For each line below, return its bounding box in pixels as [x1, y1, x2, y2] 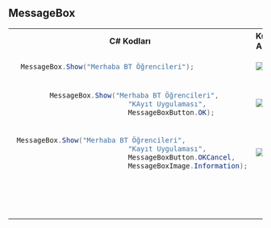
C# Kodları [109, 35, 152, 47]
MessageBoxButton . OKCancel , [127, 152, 236, 162]
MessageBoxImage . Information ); [127, 161, 248, 170]
